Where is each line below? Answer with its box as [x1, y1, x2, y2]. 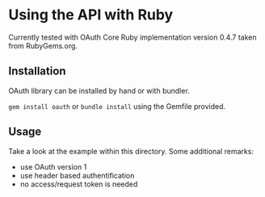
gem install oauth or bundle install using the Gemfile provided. [8, 101, 226, 111]
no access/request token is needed [19, 179, 138, 189]
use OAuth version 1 [19, 161, 87, 171]
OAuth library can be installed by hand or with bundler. [8, 86, 190, 95]
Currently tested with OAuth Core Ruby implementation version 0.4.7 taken [8, 32, 257, 42]
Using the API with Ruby [8, 6, 174, 24]
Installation [8, 65, 66, 78]
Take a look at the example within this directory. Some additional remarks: [8, 146, 254, 156]
